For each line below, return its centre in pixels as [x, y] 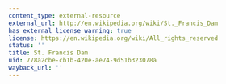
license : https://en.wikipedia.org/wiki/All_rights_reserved [113, 38]
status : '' [27, 46]
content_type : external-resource [65, 16]
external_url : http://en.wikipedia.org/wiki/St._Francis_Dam [113, 23]
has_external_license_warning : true [70, 30]
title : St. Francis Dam [48, 53]
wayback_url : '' [36, 68]
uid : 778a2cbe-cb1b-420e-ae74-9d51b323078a [83, 61]
